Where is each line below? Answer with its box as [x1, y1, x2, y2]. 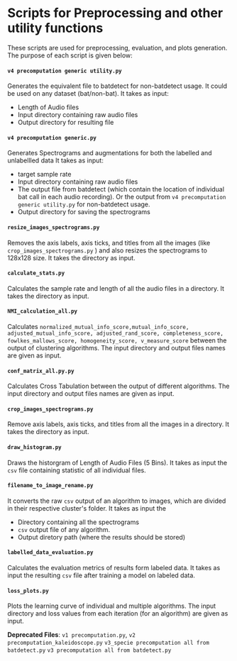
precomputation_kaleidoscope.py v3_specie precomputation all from [7, 640, 209, 647]
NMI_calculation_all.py [7, 308, 78, 315]
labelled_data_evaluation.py [7, 549, 94, 556]
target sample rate [17, 170, 72, 179]
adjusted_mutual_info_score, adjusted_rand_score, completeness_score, [7, 330, 224, 337]
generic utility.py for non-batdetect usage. [17, 200, 150, 209]
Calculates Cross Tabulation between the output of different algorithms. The [7, 382, 230, 391]
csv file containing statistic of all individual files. [7, 466, 147, 474]
